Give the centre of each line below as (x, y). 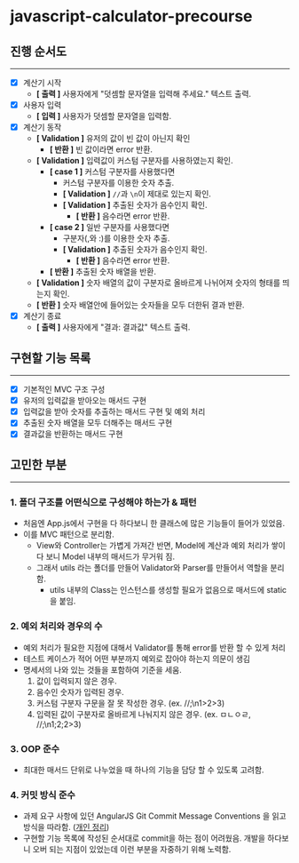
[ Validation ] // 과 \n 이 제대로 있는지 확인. (137, 194)
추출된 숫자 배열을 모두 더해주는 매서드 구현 (98, 423)
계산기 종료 (42, 316)
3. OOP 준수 (35, 748)
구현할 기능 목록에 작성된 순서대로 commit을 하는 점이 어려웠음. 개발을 (144, 838)
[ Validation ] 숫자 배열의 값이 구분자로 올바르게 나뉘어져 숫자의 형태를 (158, 283)
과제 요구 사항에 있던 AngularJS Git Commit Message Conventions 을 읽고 (154, 816)
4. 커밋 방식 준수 (43, 795)
